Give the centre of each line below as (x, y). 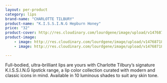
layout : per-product (27, 10)
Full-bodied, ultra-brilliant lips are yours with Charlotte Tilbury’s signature (80, 65)
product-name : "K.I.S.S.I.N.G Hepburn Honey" (53, 23)
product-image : (21, 38)
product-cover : (21, 33)
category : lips (21, 14)
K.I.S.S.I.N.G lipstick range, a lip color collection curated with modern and (80, 70)
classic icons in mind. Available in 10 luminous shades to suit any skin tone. (82, 75)
